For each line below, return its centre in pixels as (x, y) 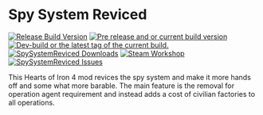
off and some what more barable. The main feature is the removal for (122, 86)
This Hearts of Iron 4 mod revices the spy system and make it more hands (130, 77)
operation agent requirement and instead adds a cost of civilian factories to (132, 94)
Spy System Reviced (78, 15)
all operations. (31, 102)
